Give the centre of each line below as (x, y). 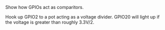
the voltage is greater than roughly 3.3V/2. (50, 22)
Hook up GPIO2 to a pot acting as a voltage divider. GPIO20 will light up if (82, 17)
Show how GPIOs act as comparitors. (44, 7)
